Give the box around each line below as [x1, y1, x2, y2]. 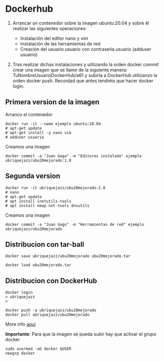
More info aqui [5, 321, 36, 327]
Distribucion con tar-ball [5, 240, 84, 249]
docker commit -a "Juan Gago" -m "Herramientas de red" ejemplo [5, 222, 144, 227]
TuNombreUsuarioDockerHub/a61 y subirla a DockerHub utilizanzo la [12, 72, 157, 78]
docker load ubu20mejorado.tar [5, 263, 72, 268]
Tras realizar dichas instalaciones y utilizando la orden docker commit [12, 61, 159, 67]
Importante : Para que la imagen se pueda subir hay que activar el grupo [5, 331, 156, 337]
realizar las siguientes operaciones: [12, 25, 87, 31]
